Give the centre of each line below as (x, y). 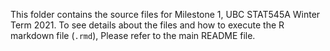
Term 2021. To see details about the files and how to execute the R (147, 25)
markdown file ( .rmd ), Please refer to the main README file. (133, 35)
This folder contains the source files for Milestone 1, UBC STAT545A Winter (165, 14)
